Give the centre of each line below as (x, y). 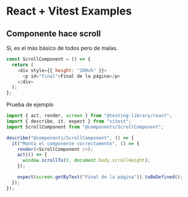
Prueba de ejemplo (30, 105)
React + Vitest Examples (69, 11)
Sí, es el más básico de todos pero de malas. (62, 48)
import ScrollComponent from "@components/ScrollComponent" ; (85, 127)
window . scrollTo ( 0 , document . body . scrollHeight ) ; (86, 161)
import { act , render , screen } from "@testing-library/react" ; (89, 116)
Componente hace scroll (54, 34)
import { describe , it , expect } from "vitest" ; (69, 121)
